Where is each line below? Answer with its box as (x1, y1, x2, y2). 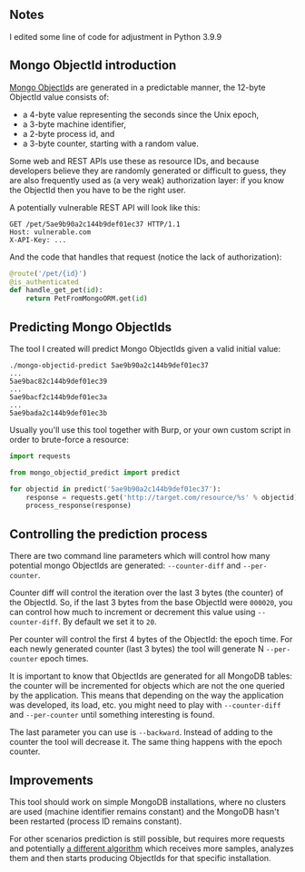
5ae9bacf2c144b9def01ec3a (9, 392, 107, 402)
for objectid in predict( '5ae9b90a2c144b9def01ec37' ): (9, 485, 221, 494)
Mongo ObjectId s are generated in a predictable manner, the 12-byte (9, 82, 266, 93)
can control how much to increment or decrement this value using (9, 607, 256, 618)
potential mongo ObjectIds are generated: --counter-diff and (9, 560, 241, 571)
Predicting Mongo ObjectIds (9, 319, 172, 335)
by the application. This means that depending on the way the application (9, 690, 284, 701)
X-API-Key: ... (9, 235, 67, 244)
